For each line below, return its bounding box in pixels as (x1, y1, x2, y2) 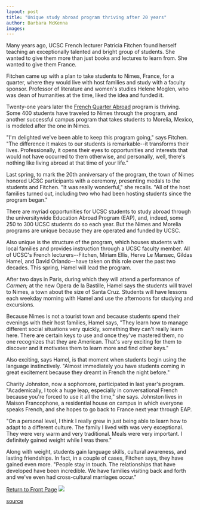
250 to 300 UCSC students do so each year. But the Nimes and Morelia (6, 221, 181, 228)
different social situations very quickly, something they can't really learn (6, 326, 183, 333)
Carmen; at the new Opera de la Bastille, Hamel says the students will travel (6, 282, 193, 289)
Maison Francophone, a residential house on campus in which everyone (6, 399, 183, 407)
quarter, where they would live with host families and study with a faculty (6, 79, 186, 86)
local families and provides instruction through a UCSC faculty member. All (6, 245, 190, 252)
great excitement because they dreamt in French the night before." (6, 369, 170, 376)
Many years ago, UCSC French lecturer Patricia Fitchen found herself (6, 42, 177, 49)
